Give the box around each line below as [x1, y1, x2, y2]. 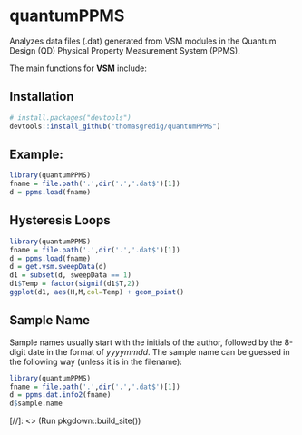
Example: [9, 146, 63, 162]
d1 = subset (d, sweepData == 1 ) [9, 271, 132, 280]
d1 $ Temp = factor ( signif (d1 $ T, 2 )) [9, 279, 141, 289]
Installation [9, 89, 74, 104]
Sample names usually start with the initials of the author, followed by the [9, 337, 283, 348]
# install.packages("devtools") [9, 113, 132, 123]
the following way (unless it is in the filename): [9, 356, 183, 367]
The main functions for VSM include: [9, 63, 147, 74]
